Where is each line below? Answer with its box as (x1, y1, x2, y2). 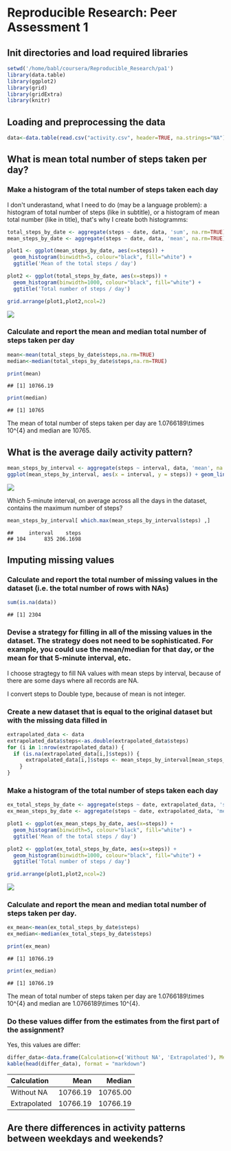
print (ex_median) (7, 968, 57, 975)
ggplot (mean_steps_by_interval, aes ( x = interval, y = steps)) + (7, 470, 198, 478)
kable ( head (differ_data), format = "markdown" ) (7, 1061, 146, 1068)
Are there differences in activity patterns (7, 1122, 186, 1134)
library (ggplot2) (7, 78, 57, 85)
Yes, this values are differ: (7, 1041, 81, 1049)
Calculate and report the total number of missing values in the (7, 575, 218, 585)
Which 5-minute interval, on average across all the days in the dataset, (7, 496, 208, 504)
